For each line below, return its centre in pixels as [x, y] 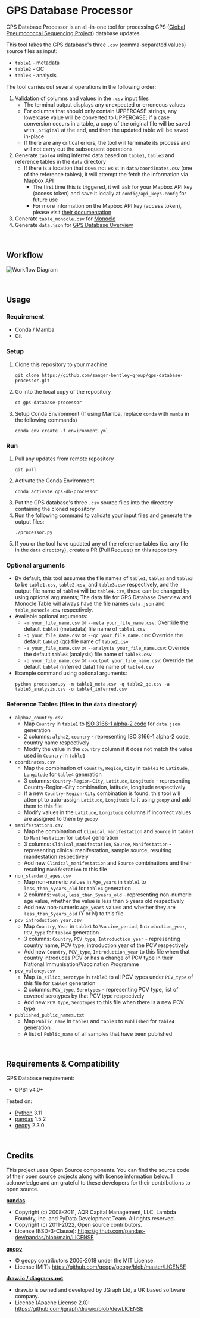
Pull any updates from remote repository [64, 459]
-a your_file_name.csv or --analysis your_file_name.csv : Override [107, 648]
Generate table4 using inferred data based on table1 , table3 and [94, 155]
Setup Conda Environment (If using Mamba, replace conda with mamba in [102, 413]
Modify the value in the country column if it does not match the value [108, 749]
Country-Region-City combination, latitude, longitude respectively [104, 787]
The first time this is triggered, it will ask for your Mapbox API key [112, 187]
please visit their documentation [72, 212]
